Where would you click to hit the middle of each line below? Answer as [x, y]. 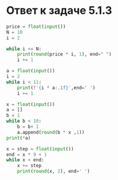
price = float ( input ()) [36, 27]
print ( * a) [19, 138]
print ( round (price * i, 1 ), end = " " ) [64, 54]
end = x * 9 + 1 [26, 155]
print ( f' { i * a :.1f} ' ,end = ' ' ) [56, 88]
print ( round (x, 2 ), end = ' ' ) [54, 172]
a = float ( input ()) [31, 71]
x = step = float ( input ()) [40, 149]
